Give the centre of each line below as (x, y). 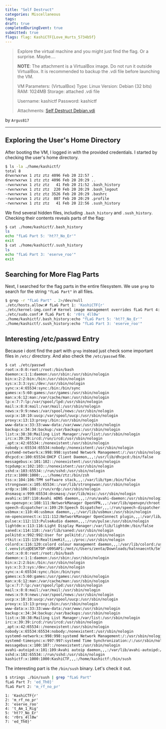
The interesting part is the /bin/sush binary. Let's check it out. (68, 668)
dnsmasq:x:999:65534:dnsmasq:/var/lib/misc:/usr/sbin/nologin (70, 494)
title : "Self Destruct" (30, 10)
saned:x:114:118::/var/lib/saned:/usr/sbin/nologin (59, 530)
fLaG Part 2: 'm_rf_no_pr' (33, 687)
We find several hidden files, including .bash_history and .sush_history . (79, 212)
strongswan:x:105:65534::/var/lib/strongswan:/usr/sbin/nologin (73, 485)
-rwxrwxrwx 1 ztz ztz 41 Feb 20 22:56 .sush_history (63, 203)
